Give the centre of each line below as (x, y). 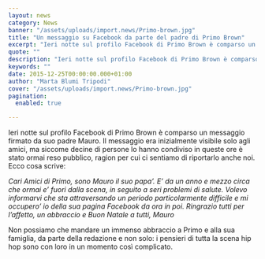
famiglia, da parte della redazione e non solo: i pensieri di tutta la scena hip (130, 239)
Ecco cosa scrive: (37, 166)
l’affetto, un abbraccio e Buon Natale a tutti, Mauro (91, 215)
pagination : (28, 96)
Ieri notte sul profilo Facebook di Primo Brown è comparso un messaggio (127, 133)
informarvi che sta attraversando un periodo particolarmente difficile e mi (128, 198)
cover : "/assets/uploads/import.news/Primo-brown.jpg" (100, 89)
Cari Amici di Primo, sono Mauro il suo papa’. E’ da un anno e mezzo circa (129, 181)
